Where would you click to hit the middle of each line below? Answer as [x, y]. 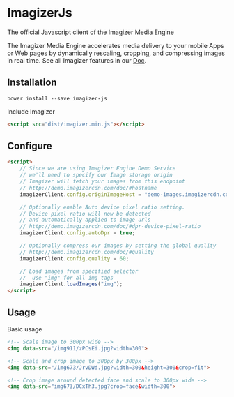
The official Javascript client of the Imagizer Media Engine [91, 32]
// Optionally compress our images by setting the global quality [118, 246]
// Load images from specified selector [79, 271]
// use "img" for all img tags [67, 278]
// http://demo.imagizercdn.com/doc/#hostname [88, 188]
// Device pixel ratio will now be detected [85, 214]
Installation [32, 83]
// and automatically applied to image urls [85, 220]
